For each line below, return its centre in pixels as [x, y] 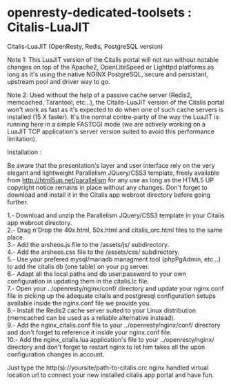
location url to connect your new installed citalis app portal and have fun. [111, 375]
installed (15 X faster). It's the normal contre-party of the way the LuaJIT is [113, 117]
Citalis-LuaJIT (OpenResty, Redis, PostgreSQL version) [85, 46]
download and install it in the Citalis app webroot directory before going [109, 195]
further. [18, 202]
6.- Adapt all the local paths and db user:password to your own [97, 274]
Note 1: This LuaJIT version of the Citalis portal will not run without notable [113, 59]
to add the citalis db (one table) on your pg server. [78, 266]
